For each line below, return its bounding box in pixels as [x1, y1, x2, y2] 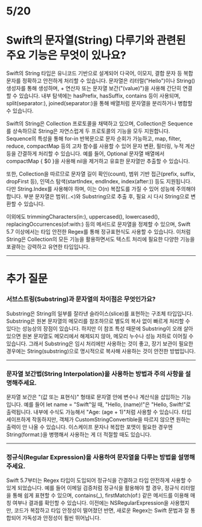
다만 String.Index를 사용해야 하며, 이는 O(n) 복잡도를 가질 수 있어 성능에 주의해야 [6, 185, 196, 193]
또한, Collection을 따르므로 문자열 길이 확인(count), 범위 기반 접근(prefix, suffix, [6, 170, 195, 178]
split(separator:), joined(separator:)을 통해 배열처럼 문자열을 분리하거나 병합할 [6, 100, 193, 107]
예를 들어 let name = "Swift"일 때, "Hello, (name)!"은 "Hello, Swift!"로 [23, 401, 191, 408]
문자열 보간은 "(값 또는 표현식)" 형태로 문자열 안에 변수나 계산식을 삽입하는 [6, 393, 180, 400]
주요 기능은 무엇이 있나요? [6, 49, 126, 62]
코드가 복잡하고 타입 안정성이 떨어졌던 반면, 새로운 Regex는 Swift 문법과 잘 [14, 507, 189, 514]
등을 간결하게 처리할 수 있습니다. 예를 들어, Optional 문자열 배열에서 [6, 150, 165, 157]
